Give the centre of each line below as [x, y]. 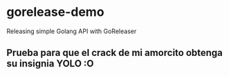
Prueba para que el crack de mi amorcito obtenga [114, 53]
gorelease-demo [55, 12]
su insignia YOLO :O [50, 64]
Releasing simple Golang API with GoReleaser [72, 31]
